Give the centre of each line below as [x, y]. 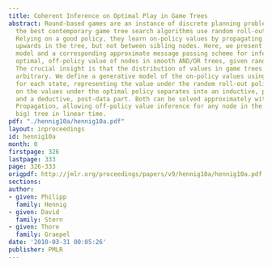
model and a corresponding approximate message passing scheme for [132, 54]
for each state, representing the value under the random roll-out [132, 84]
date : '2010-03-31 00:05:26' [57, 242]
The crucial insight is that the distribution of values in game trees [139, 69]
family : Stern [39, 220]
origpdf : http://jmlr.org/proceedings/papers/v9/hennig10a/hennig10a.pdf [136, 174]
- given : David [34, 212]
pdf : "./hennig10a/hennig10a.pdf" [67, 122]
